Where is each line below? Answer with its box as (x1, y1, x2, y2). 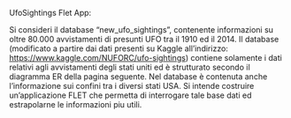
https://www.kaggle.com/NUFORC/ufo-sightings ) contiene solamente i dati (9, 53, 283, 63)
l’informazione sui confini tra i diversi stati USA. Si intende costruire (9, 81, 255, 91)
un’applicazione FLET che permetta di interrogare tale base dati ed (9, 90, 252, 100)
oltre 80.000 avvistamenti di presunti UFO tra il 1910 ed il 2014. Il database (9, 34, 280, 44)
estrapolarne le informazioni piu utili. (9, 100, 142, 109)
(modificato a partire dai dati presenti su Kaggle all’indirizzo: (9, 43, 228, 54)
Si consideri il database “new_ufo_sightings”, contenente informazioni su (9, 25, 274, 34)
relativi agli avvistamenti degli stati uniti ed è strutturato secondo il (9, 62, 250, 72)
